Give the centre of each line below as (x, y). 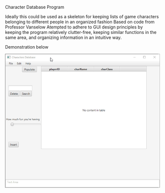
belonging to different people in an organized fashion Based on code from (80, 22)
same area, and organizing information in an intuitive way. (63, 37)
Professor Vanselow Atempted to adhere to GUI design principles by (74, 27)
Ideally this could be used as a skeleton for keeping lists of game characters (82, 16)
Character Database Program (35, 7)
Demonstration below (27, 47)
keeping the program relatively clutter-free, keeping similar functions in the (81, 32)
